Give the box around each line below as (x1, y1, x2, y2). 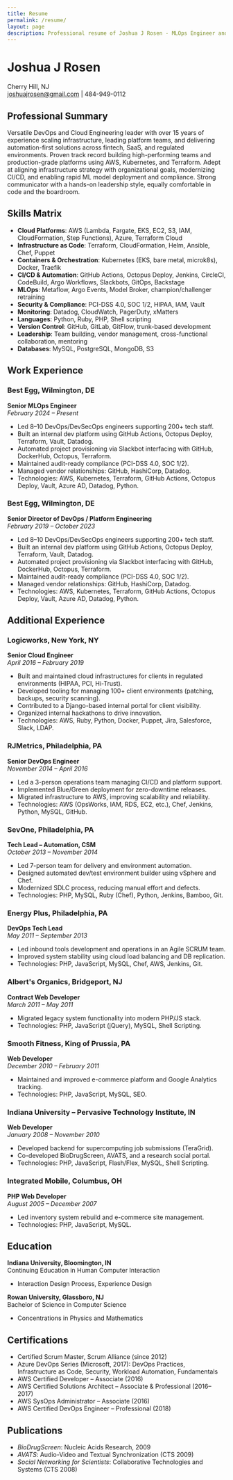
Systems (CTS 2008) (17, 1465, 78, 1473)
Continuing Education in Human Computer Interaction (7, 1266, 161, 1275)
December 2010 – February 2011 (7, 1061, 99, 1070)
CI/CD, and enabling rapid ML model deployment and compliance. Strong (7, 173, 216, 181)
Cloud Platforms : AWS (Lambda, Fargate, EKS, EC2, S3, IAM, (17, 226, 193, 234)
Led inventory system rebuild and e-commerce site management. (17, 1213, 205, 1221)
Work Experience (7, 364, 84, 376)
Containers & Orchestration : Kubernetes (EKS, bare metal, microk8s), (17, 255, 218, 264)
